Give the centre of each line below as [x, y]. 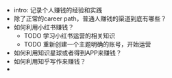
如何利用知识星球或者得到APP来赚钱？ [67, 53]
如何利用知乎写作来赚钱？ [50, 61]
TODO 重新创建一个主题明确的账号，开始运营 [87, 44]
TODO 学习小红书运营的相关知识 [69, 36]
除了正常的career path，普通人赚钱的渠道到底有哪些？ [90, 18]
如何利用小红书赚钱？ [44, 27]
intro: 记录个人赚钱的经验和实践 [58, 10]
